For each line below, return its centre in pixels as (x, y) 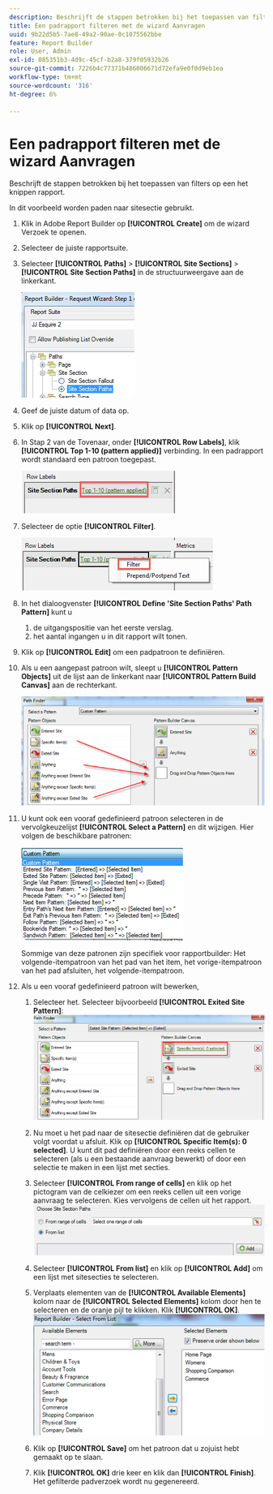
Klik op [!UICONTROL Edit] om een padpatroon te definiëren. (123, 652)
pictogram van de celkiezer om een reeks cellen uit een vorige (137, 1191)
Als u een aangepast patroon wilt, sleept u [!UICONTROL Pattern (129, 668)
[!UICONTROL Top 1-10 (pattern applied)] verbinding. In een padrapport (142, 451)
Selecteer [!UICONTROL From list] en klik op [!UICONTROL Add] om (148, 1268)
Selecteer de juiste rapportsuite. (75, 248)
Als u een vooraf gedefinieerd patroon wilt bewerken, (110, 986)
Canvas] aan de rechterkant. (69, 685)
